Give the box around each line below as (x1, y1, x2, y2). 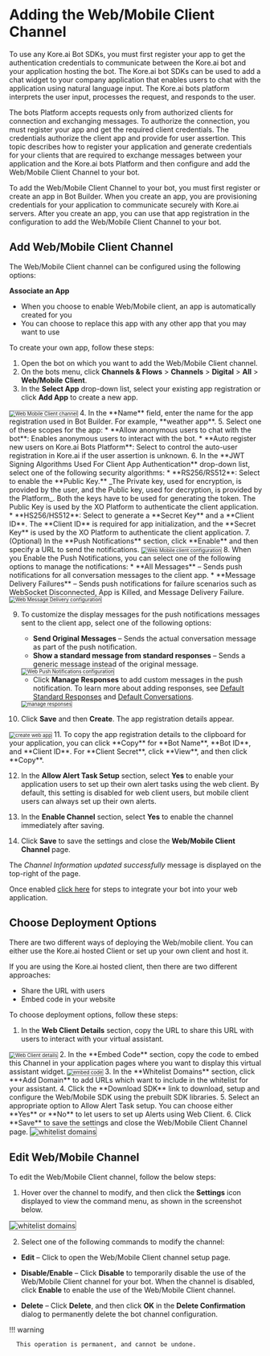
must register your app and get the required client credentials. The (9, 125, 230, 134)
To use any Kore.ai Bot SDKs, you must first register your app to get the (9, 49, 246, 59)
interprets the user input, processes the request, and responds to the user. (9, 92, 256, 101)
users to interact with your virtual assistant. (20, 1034, 164, 1043)
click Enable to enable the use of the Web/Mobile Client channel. (20, 1284, 236, 1295)
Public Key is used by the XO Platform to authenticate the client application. (9, 502, 260, 511)
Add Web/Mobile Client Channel (9, 240, 174, 254)
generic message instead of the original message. (32, 659, 199, 669)
